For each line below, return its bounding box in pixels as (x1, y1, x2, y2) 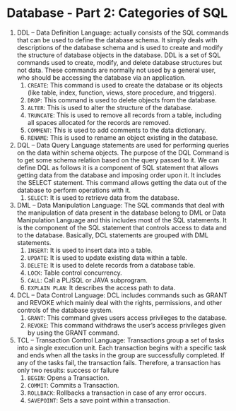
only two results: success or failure (16, 366, 119, 374)
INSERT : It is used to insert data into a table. (27, 246, 153, 254)
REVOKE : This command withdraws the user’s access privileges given (27, 321, 226, 329)
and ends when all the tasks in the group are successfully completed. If (16, 351, 225, 359)
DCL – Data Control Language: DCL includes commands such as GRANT (16, 291, 228, 299)
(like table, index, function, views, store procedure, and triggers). (27, 88, 217, 97)
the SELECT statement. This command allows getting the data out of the (16, 178, 228, 186)
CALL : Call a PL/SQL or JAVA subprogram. (27, 275, 148, 284)
